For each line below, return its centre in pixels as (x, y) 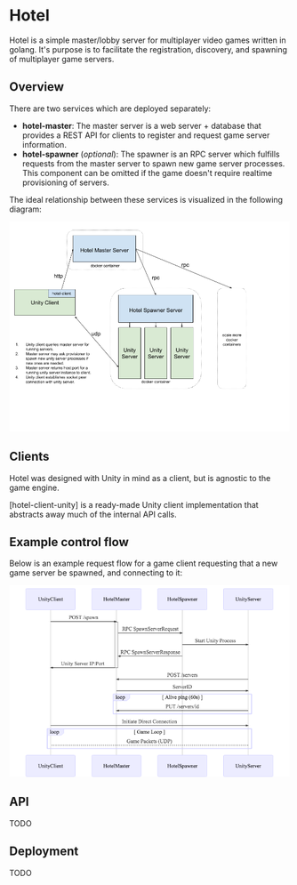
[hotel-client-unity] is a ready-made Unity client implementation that (134, 504)
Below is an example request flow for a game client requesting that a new (144, 563)
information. (44, 144)
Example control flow (69, 542)
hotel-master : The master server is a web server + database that (142, 125)
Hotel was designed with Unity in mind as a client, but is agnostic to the (140, 478)
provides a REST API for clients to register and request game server (146, 135)
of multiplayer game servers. (62, 59)
